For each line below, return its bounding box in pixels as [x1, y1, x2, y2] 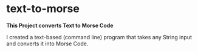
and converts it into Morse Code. [6, 40, 89, 47]
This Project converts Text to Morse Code [6, 22, 114, 29]
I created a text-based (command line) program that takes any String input [6, 33, 193, 41]
